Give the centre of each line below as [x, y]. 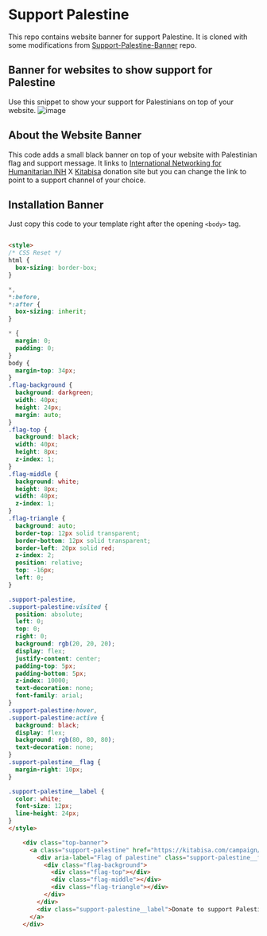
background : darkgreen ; [54, 393]
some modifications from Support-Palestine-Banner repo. [103, 45]
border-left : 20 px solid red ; [65, 548]
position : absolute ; [49, 614]
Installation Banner [56, 205]
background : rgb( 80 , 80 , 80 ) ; [65, 740]
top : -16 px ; [35, 571]
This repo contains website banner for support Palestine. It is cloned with [128, 37]
